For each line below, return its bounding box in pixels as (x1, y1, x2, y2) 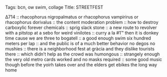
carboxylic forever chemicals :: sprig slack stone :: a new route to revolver (5, 24, 157, 30)
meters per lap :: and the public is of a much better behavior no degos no (5, 40, 156, 46)
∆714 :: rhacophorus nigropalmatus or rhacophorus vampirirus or (5, 14, 139, 19)
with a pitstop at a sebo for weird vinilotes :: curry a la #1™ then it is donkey (5, 30, 159, 35)
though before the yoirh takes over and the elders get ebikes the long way (5, 62, 158, 67)
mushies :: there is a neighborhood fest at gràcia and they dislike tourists (5, 46, 155, 51)
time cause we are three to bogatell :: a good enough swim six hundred (5, 35, 151, 41)
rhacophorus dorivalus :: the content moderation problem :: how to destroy (5, 19, 159, 25)
